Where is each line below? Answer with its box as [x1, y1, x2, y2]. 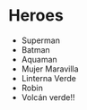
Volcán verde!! [21, 91, 75, 103]
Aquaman [21, 54, 57, 64]
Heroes [8, 5, 64, 26]
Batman [21, 44, 50, 55]
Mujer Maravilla [21, 63, 79, 74]
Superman [21, 35, 60, 46]
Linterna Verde [21, 72, 77, 83]
